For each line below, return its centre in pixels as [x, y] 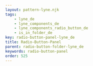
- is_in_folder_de [33, 33]
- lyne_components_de [36, 24]
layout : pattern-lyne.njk [32, 10]
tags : [11, 14]
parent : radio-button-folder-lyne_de [44, 47]
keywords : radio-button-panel [37, 51]
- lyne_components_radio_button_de [51, 28]
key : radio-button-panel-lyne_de [40, 38]
